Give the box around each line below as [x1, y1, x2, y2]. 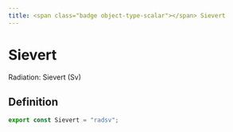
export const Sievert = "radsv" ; [8, 116, 119, 124]
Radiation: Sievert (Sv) [8, 72, 82, 82]
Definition [8, 95, 58, 108]
